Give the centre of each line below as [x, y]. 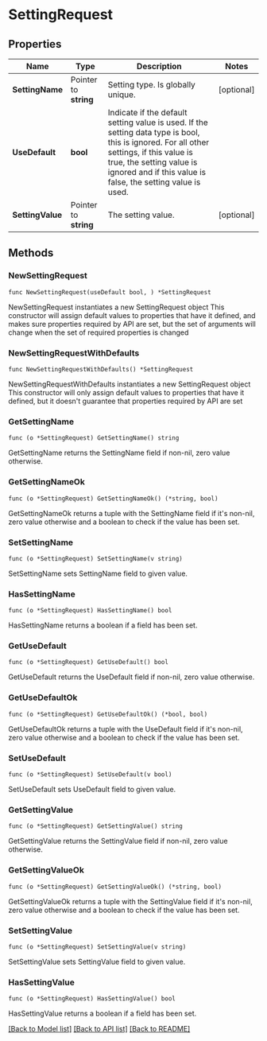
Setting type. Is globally [152, 85]
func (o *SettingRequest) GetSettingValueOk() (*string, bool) [115, 887]
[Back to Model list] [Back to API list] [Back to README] [99, 1029]
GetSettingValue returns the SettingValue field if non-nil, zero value [118, 841]
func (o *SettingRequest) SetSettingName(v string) [95, 558]
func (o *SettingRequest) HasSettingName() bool [90, 611]
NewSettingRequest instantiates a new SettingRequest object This [116, 307]
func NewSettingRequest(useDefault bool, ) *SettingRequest [110, 292]
